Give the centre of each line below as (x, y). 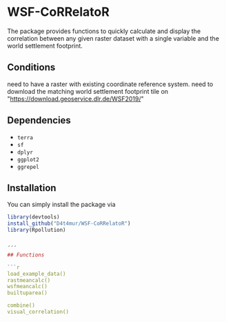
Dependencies (39, 120)
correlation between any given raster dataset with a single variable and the (113, 38)
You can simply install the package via (61, 205)
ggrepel (28, 167)
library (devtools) (33, 217)
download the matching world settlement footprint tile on (88, 91)
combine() (21, 305)
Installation (32, 188)
